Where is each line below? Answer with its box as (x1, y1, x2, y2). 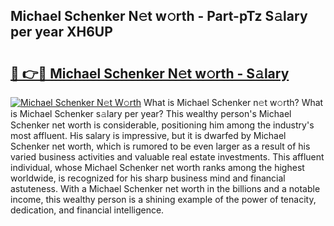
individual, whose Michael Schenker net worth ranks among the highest (10, 162, 305, 173)
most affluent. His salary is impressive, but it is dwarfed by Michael (10, 130, 287, 141)
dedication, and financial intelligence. (10, 204, 165, 216)
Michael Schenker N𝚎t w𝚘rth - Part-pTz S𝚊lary (10, 8, 308, 25)
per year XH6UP (10, 24, 113, 41)
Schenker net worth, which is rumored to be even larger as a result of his (10, 140, 311, 152)
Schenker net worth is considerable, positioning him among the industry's (10, 119, 315, 131)
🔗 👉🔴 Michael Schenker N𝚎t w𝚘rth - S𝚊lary (10, 65, 290, 82)
